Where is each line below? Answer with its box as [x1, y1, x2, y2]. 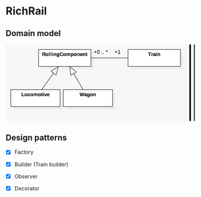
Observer [14, 172, 38, 180]
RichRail [5, 4, 47, 18]
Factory [14, 148, 34, 156]
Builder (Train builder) [14, 160, 68, 168]
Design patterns [5, 133, 67, 143]
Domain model [5, 28, 61, 38]
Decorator [14, 184, 40, 192]
